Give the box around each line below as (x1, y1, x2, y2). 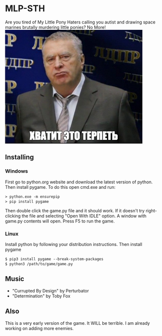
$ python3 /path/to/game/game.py (5, 261, 73, 267)
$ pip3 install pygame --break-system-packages (5, 256, 104, 262)
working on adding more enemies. (5, 325, 74, 331)
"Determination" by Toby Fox (12, 293, 71, 299)
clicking (5, 213, 21, 219)
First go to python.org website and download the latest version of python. (5, 179, 153, 185)
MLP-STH (5, 3, 45, 14)
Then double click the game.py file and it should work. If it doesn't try (5, 207, 145, 213)
